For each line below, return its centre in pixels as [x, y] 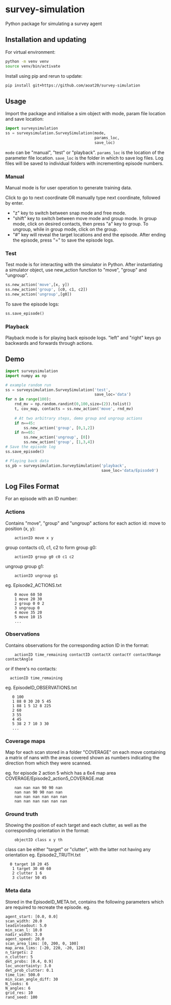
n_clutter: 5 [19, 957]
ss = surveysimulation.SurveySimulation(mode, [56, 133]
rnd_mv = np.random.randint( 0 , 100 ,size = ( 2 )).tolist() [73, 404]
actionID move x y [34, 538]
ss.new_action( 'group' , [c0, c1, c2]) [46, 290]
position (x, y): [20, 529]
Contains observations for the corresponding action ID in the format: [77, 645]
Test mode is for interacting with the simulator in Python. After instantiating [84, 265]
